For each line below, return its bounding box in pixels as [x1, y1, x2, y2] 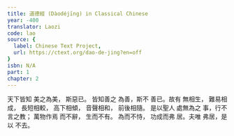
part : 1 [7, 68, 30, 75]
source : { [7, 36, 36, 43]
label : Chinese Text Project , [13, 43, 101, 50]
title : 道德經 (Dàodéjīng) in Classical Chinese [7, 10, 149, 17]
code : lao [7, 29, 36, 37]
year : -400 [7, 17, 39, 24]
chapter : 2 [7, 75, 39, 82]
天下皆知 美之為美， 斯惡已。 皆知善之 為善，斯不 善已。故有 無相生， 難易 [7, 95, 221, 103]
